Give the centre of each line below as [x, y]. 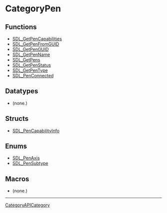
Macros [17, 179]
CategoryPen [33, 9]
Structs [17, 119]
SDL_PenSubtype [30, 163]
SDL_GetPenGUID [30, 49]
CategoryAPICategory [28, 205]
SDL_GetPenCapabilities [37, 39]
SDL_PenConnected [33, 76]
